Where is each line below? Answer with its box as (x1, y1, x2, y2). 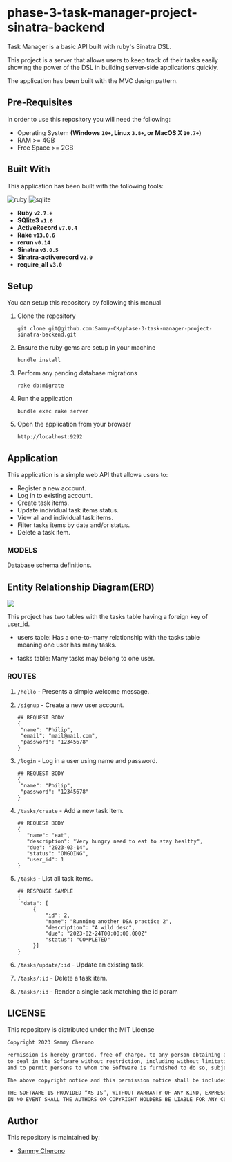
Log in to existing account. (17, 492, 93, 500)
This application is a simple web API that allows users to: (7, 471, 168, 479)
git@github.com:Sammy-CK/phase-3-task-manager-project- (48, 325, 213, 332)
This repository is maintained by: (7, 1134, 100, 1142)
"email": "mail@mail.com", (20, 732, 98, 739)
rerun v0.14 (17, 238, 50, 247)
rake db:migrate (17, 382, 64, 389)
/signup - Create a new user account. (17, 701, 124, 709)
